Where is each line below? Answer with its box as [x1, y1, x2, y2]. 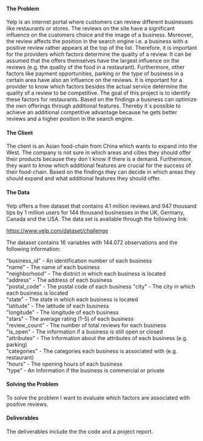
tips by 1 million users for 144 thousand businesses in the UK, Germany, [6, 208, 185, 216]
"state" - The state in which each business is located [6, 295, 138, 303]
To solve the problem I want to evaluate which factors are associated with [6, 394, 190, 401]
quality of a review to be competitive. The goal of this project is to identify [6, 89, 191, 97]
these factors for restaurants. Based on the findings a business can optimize [6, 96, 197, 103]
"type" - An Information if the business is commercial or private [6, 366, 165, 374]
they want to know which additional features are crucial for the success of [6, 162, 191, 169]
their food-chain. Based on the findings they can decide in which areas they [6, 168, 196, 176]
